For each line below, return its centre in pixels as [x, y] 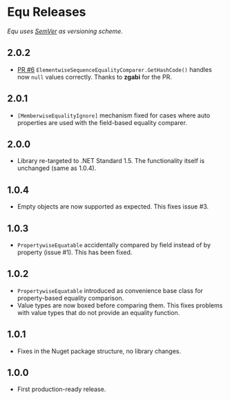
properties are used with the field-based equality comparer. [102, 122]
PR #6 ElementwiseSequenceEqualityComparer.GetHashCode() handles [114, 69]
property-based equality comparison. [70, 298]
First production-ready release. [61, 389]
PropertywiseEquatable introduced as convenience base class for [110, 290]
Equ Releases [47, 12]
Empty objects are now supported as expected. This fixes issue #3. [113, 207]
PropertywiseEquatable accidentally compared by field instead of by [114, 245]
